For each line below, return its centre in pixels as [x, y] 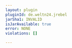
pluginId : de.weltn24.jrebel [36, 15]
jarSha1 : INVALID [24, 19]
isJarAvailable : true [28, 24]
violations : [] [21, 33]
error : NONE [18, 29]
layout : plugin [21, 10]
